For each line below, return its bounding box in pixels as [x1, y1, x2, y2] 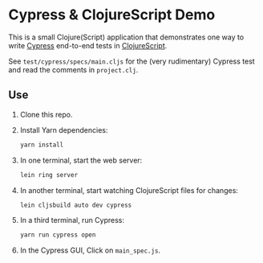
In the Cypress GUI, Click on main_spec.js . [19, 245, 161, 255]
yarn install [19, 141, 64, 149]
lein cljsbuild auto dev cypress [19, 201, 132, 209]
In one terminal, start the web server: [19, 155, 143, 165]
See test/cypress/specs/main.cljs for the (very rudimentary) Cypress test [8, 56, 255, 66]
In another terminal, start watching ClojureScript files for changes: [19, 185, 239, 195]
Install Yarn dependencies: [19, 125, 108, 134]
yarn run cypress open [19, 231, 96, 239]
